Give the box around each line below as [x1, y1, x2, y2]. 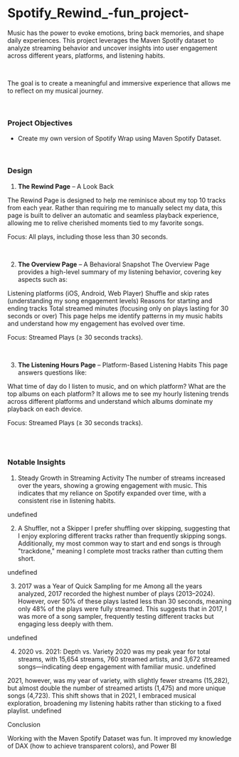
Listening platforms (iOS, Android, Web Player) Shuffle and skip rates [7, 288, 210, 297]
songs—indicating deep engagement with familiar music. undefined [17, 662, 216, 671]
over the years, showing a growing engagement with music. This [17, 481, 208, 489]
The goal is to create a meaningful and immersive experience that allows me [7, 78, 231, 87]
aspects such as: [17, 275, 68, 283]
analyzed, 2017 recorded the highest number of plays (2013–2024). [17, 589, 216, 597]
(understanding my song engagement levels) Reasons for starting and [7, 296, 213, 305]
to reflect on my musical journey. [7, 86, 104, 95]
